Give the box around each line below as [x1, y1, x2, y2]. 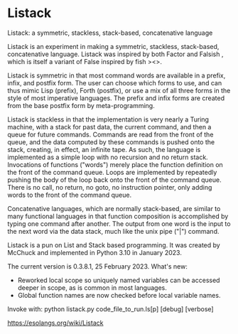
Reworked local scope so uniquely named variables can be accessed [17, 276, 220, 284]
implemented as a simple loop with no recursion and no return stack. [7, 153, 208, 161]
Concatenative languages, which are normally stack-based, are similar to [7, 204, 221, 212]
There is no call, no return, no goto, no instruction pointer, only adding [7, 183, 212, 191]
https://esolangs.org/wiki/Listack [7, 318, 104, 327]
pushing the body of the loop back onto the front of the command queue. [7, 176, 222, 184]
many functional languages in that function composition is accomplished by [7, 212, 229, 220]
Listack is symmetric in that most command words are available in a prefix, [7, 71, 226, 80]
